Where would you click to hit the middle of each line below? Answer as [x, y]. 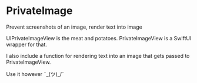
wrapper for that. [26, 44]
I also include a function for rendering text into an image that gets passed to [98, 56]
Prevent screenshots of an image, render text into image [74, 27]
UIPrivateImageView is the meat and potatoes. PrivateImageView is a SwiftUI [99, 38]
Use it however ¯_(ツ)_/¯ [35, 74]
